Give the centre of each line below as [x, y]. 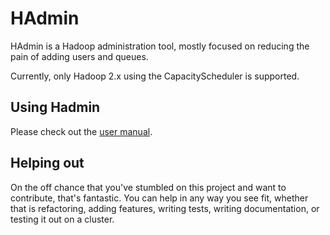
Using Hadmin [55, 107]
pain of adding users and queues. [79, 56]
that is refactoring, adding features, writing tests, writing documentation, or [165, 208]
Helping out [47, 163]
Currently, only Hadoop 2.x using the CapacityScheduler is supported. [155, 76]
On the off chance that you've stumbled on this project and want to [148, 187]
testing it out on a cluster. [62, 219]
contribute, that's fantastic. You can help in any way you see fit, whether [159, 198]
